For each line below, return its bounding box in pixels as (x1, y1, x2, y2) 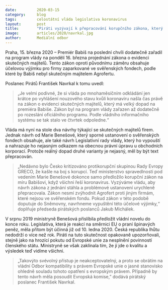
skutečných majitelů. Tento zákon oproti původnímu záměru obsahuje (5, 60, 149, 66)
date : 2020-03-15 (5, 7, 59, 13)
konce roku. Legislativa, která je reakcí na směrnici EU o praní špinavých (5, 221, 155, 227)
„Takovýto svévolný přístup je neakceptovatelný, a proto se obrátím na (17, 257, 163, 263)
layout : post (5, 21, 46, 27)
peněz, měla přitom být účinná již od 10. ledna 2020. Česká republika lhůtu (5, 226, 160, 232)
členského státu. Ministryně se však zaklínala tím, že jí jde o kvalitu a (5, 242, 147, 248)
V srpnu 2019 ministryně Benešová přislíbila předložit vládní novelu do (5, 215, 151, 222)
